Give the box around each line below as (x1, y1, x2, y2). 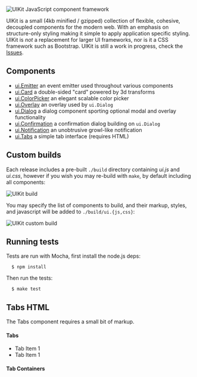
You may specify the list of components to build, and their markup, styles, (6, 202, 187, 209)
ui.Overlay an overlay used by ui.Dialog (14, 101, 113, 108)
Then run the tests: (6, 274, 53, 282)
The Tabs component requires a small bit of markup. (6, 318, 135, 325)
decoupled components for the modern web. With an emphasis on (6, 24, 169, 30)
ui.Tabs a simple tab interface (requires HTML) (14, 132, 129, 140)
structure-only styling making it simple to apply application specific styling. (6, 30, 190, 37)
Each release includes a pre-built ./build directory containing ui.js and (6, 166, 180, 173)
